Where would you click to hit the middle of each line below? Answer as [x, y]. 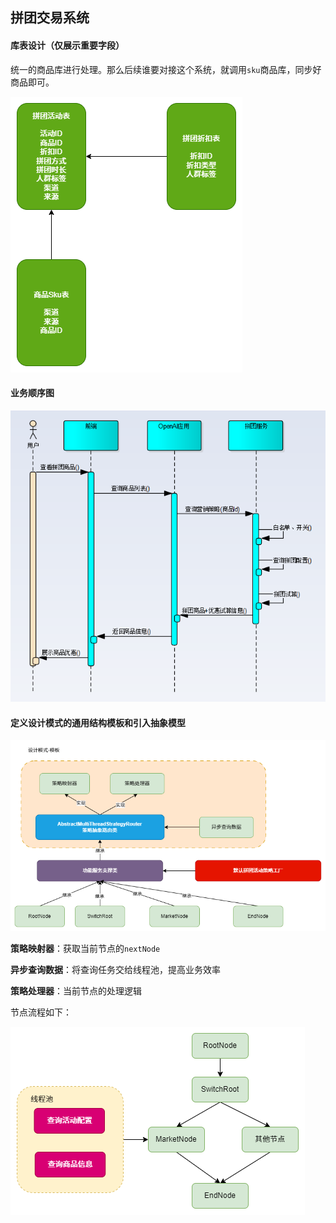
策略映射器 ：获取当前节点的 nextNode [85, 949]
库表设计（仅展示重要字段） [67, 45]
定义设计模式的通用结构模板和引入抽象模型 [98, 722]
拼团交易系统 [50, 18]
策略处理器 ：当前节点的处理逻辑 [76, 991]
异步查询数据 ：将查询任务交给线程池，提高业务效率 [115, 970]
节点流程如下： [41, 1012]
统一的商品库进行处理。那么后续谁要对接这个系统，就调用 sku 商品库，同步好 [166, 69]
